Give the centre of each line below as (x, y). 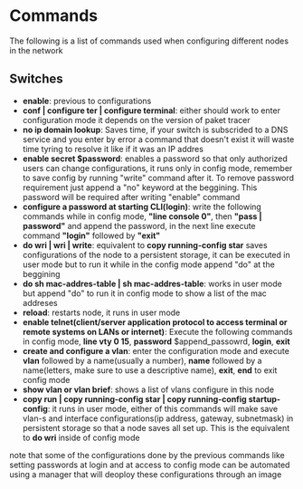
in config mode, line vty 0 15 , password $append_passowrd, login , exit (156, 341)
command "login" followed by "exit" (91, 235)
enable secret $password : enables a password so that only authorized (155, 158)
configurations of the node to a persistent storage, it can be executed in (156, 254)
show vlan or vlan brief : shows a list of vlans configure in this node (148, 389)
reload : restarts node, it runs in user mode (101, 312)
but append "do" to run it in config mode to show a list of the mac (144, 293)
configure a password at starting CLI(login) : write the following (142, 206)
